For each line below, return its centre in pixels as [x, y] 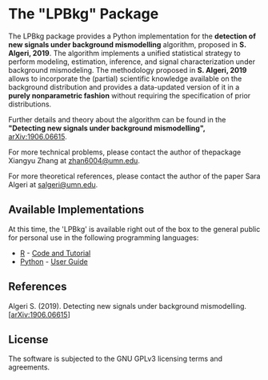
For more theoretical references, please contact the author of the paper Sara [134, 176]
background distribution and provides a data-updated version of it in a [124, 87]
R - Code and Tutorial [55, 253]
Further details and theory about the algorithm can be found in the [117, 119]
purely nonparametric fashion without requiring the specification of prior [130, 95]
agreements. [29, 367]
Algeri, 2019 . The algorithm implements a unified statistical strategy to [125, 53]
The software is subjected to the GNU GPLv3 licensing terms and [115, 359]
